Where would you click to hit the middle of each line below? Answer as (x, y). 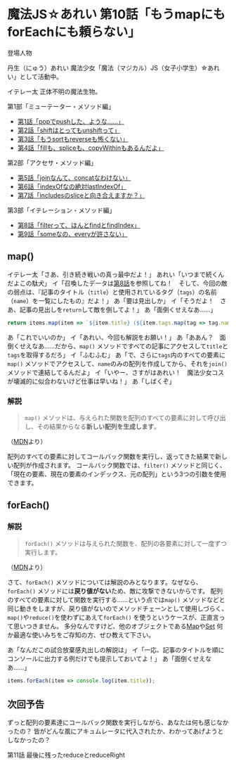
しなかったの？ (29, 740)
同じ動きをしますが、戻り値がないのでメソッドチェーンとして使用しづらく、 (118, 608)
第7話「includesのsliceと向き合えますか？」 (81, 195)
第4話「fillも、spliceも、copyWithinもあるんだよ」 (91, 148)
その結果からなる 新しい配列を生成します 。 (98, 426)
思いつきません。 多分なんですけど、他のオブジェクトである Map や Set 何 (118, 626)
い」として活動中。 (35, 76)
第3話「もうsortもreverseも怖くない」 (73, 139)
